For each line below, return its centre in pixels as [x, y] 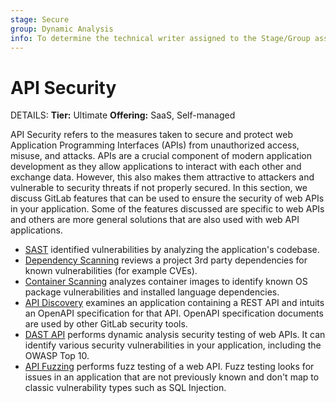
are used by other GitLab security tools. [106, 324]
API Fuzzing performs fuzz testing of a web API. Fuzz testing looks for [169, 367]
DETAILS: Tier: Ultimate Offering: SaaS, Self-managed [123, 115]
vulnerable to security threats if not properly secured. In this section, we [159, 188]
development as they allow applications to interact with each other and [156, 167]
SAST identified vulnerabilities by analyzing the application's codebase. [172, 250]
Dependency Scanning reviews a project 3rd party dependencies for [166, 260]
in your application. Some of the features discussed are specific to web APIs [167, 209]
